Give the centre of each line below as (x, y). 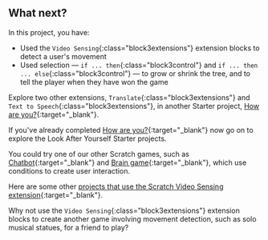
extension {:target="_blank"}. (55, 194)
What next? (38, 13)
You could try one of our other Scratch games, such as (99, 154)
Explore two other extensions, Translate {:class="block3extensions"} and (129, 97)
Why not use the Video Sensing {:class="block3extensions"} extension (124, 210)
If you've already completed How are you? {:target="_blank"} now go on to (131, 130)
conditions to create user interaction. (69, 170)
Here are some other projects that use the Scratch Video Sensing (116, 186)
